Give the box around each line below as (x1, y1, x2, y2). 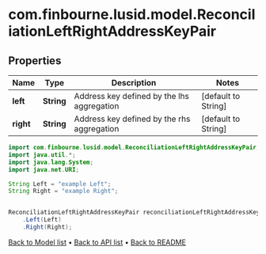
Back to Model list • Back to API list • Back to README (8, 237, 186, 247)
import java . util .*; (8, 150, 77, 159)
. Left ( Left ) (22, 216, 62, 224)
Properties (8, 54, 62, 67)
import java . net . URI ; (8, 165, 80, 173)
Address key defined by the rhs (74, 113, 191, 124)
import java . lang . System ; (8, 158, 93, 166)
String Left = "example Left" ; (8, 180, 112, 188)
